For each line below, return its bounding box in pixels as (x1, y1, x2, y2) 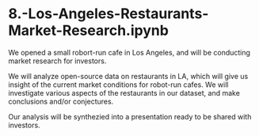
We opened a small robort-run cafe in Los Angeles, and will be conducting (8, 47, 251, 57)
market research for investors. (8, 56, 107, 66)
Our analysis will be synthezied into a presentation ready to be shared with (8, 111, 252, 121)
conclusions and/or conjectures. (8, 96, 114, 106)
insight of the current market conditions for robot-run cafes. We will (8, 80, 229, 89)
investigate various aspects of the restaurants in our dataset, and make (8, 88, 240, 97)
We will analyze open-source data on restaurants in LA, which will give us (8, 71, 249, 81)
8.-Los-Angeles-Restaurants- (8, 5, 209, 23)
